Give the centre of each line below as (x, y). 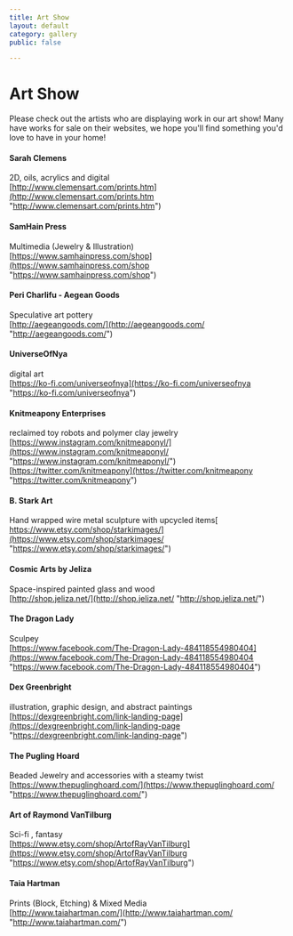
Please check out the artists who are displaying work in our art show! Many (146, 119)
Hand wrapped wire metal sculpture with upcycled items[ (114, 520)
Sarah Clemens (38, 157)
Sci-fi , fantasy (36, 835)
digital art (27, 374)
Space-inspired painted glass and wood (82, 589)
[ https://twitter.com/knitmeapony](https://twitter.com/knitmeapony (131, 471)
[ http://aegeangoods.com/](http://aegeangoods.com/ (107, 324)
